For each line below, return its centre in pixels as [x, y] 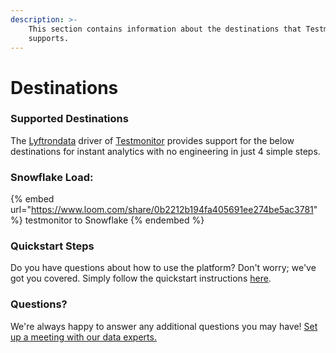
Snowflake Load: [52, 177]
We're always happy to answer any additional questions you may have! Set [164, 326]
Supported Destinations [69, 119]
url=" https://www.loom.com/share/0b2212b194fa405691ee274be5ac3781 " [164, 210]
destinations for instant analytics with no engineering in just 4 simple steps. [165, 151]
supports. [49, 38]
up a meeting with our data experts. [83, 337]
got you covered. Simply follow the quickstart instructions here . [141, 278]
